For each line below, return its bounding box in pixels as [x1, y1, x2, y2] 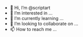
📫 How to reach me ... [10, 26, 57, 32]
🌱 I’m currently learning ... [10, 15, 64, 21]
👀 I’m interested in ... [10, 10, 53, 16]
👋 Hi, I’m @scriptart [10, 5, 50, 10]
